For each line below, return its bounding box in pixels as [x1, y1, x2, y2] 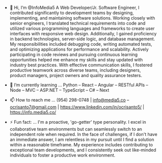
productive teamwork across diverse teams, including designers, [9, 67, 141, 73]
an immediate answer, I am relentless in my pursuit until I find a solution [9, 136, 155, 142]
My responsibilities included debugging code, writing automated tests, [9, 41, 152, 47]
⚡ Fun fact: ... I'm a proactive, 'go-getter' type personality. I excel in [9, 119, 146, 125]
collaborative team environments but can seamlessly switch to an [9, 126, 142, 132]
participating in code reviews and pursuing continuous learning [9, 52, 138, 57]
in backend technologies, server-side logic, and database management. [9, 36, 156, 42]
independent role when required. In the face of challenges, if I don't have [9, 132, 158, 137]
